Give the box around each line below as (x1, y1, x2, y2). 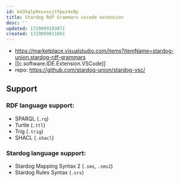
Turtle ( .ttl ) (14, 121, 46, 128)
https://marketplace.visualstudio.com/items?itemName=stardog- (14, 47, 174, 54)
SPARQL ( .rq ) (14, 115, 49, 122)
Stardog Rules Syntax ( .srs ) (14, 169, 85, 176)
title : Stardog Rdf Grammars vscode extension (6, 14, 124, 20)
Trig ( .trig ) (14, 128, 44, 135)
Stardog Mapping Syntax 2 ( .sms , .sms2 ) (14, 162, 113, 170)
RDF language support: (6, 101, 75, 110)
